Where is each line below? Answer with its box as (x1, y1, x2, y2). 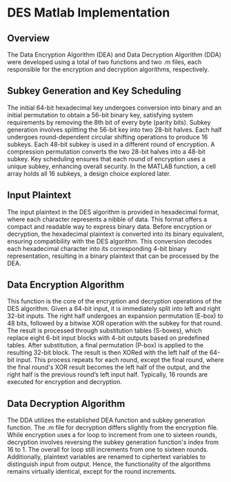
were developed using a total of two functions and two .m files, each (7, 58, 202, 66)
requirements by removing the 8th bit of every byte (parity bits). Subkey (7, 118, 212, 126)
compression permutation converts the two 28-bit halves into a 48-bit (7, 147, 205, 156)
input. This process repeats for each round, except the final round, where (16, 356, 224, 364)
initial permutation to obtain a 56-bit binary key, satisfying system (7, 110, 193, 119)
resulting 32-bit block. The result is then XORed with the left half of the (7, 348, 208, 357)
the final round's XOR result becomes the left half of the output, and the (7, 363, 210, 372)
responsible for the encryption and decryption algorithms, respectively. (7, 66, 210, 73)
